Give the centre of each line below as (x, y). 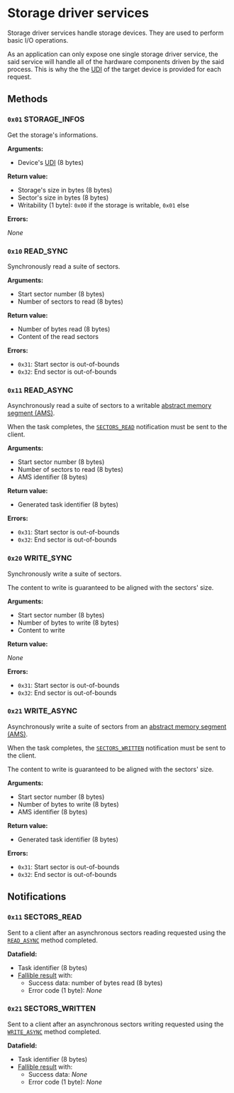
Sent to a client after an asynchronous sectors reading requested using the (117, 932)
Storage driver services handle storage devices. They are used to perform (116, 33)
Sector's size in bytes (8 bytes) (63, 198)
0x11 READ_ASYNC (40, 390)
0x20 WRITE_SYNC (40, 558)
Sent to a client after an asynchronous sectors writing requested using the (116, 1024)
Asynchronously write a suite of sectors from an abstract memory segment (117, 726)
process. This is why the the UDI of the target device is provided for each (115, 69)
